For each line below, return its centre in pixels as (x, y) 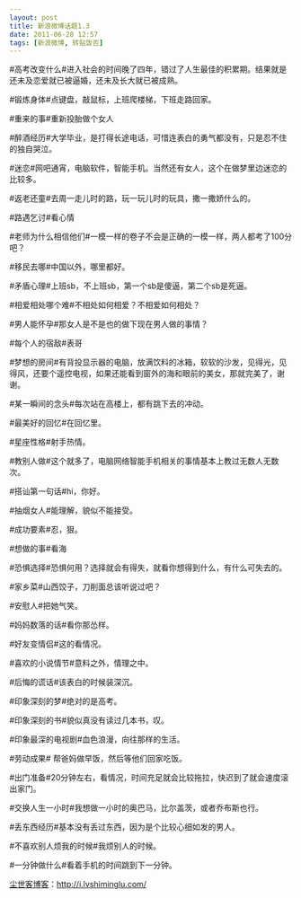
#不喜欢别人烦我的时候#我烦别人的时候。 (85, 846)
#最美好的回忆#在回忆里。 (58, 423)
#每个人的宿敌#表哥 (46, 343)
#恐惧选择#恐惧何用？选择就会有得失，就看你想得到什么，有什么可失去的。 (148, 568)
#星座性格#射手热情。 (50, 442)
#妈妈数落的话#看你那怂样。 (62, 625)
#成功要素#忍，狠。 (46, 530)
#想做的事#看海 (38, 549)
